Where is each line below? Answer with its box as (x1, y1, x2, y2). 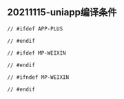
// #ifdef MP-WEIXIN (7, 49, 67, 57)
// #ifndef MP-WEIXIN (7, 73, 70, 81)
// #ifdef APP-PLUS (7, 25, 63, 33)
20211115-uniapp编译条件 (7, 6, 117, 19)
